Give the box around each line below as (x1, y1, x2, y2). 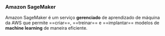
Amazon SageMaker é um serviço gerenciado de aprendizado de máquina (5, 15, 160, 21)
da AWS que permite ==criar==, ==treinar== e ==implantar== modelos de (5, 20, 159, 26)
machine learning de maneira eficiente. (5, 25, 88, 31)
